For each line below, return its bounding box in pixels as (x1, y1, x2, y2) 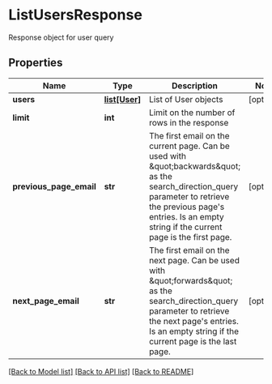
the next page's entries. (148, 315, 239, 326)
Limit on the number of (148, 107, 236, 118)
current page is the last (148, 335, 237, 347)
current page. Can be (148, 140, 231, 151)
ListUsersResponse (8, 6, 143, 24)
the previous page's (148, 201, 225, 212)
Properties (8, 56, 63, 70)
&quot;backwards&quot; (148, 160, 241, 172)
